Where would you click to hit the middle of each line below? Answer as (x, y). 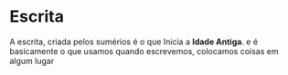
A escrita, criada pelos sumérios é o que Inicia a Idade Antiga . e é (134, 42)
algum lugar (32, 61)
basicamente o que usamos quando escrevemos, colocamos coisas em (144, 51)
